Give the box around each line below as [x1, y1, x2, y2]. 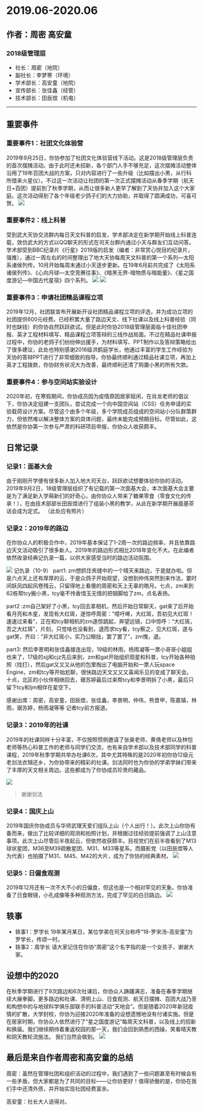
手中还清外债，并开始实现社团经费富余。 [11, 1085, 112, 1092]
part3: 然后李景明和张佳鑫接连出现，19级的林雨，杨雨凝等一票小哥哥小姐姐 [6, 646, 192, 653]
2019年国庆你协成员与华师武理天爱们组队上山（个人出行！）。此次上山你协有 [6, 822, 196, 830]
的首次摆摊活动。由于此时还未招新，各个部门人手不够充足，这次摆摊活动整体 [6, 161, 197, 169]
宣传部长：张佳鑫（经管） [14, 86, 79, 94]
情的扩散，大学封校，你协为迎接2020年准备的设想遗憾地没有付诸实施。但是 [6, 1010, 195, 1018]
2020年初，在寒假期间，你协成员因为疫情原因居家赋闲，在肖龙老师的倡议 [6, 392, 189, 400]
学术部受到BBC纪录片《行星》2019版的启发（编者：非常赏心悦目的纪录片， [6, 246, 193, 253]
